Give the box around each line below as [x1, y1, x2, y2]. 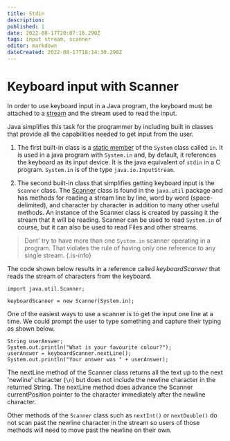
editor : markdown [7, 42, 57, 49]
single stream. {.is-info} [24, 251, 92, 259]
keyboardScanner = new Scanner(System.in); [7, 297, 135, 304]
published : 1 [7, 23, 45, 30]
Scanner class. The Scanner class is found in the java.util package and [17, 186, 223, 194]
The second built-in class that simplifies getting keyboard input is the [17, 178, 215, 187]
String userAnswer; [7, 338, 64, 345]
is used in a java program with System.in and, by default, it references [17, 150, 217, 159]
